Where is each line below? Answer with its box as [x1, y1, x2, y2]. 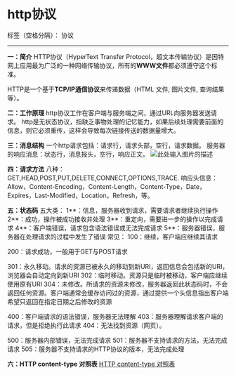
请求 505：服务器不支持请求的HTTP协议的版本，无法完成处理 [7, 345, 185, 353]
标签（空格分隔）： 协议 [7, 31, 74, 39]
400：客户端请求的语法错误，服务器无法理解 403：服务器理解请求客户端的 [7, 312, 223, 320]
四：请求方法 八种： [7, 164, 65, 173]
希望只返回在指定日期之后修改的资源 [7, 297, 112, 305]
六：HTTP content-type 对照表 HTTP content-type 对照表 [7, 360, 176, 368]
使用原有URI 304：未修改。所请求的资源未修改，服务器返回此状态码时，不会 [7, 279, 228, 288]
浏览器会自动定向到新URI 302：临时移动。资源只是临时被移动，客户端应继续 [7, 271, 228, 279]
